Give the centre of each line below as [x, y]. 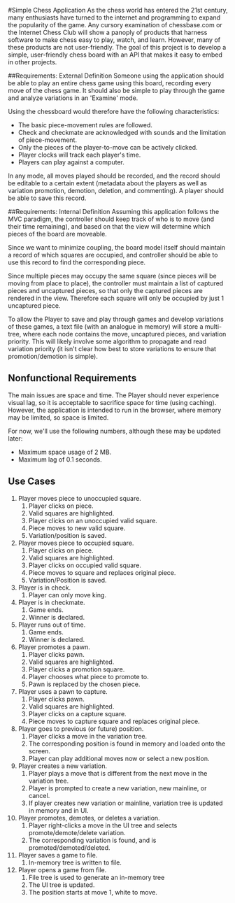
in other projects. [33, 62]
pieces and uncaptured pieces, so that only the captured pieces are [106, 291]
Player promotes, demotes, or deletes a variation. [89, 818]
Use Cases [32, 482]
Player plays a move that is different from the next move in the [118, 773]
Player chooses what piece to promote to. [88, 676]
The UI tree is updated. [62, 885]
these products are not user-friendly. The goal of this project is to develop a [117, 47]
